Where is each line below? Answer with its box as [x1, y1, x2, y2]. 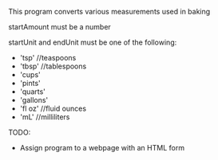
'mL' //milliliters [19, 112, 70, 122]
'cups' [19, 70, 42, 79]
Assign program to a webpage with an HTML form [19, 143, 185, 152]
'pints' [19, 79, 42, 88]
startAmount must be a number [8, 22, 112, 31]
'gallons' [19, 96, 49, 104]
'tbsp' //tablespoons [19, 61, 87, 71]
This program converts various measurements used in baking [8, 7, 211, 16]
